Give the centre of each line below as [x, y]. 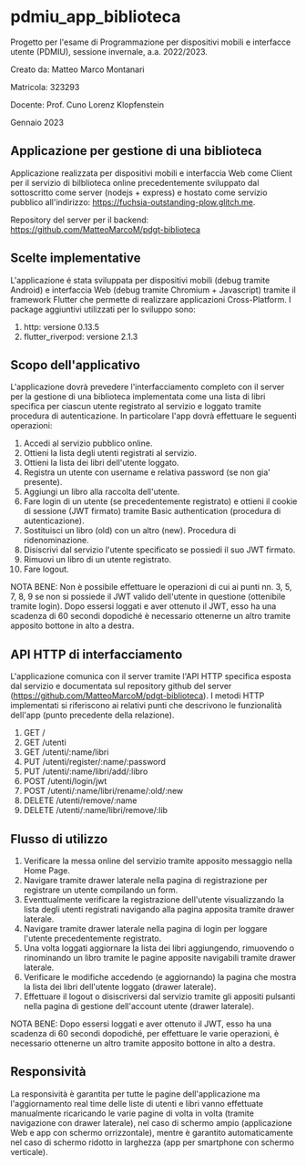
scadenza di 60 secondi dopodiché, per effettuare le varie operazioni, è [145, 1033]
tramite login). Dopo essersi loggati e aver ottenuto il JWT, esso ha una [143, 606]
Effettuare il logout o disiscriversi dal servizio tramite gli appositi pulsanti [159, 996]
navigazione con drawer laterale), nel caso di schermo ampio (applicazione [151, 1122]
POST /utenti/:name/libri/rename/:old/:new [103, 791]
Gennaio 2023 [37, 122]
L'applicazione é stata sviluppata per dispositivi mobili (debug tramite [140, 280]
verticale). [29, 1151]
